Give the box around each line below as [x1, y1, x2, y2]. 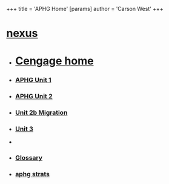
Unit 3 [15, 124, 33, 133]
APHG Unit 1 [15, 76, 51, 84]
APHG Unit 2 [15, 92, 53, 101]
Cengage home [15, 54, 94, 68]
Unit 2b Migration [15, 109, 68, 117]
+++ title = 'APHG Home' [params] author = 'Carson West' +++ [6, 5, 164, 12]
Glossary [15, 154, 43, 162]
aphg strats [15, 170, 50, 179]
